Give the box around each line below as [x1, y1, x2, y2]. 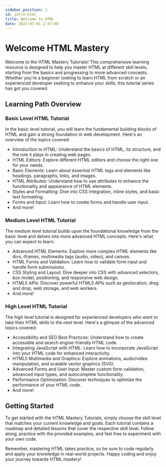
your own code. [5, 436, 37, 442]
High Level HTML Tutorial [5, 303, 67, 310]
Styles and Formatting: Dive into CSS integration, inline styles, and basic [12, 188, 160, 194]
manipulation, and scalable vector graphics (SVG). [12, 361, 115, 367]
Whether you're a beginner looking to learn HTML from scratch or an [5, 75, 146, 81]
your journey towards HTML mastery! [5, 456, 82, 463]
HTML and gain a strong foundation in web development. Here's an [5, 131, 142, 137]
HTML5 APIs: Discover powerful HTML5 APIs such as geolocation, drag [12, 280, 159, 286]
